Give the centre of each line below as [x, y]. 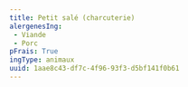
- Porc [26, 43]
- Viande [30, 34]
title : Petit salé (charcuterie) [72, 18]
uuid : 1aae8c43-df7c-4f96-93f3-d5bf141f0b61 [94, 69]
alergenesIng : [36, 26]
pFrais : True [34, 52]
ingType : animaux [42, 60]
